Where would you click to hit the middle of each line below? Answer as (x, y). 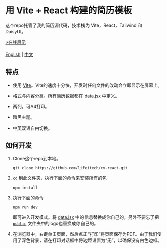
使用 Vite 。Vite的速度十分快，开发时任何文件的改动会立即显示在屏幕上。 (87, 85)
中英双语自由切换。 (32, 128)
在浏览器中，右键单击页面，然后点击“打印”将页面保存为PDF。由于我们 (85, 234)
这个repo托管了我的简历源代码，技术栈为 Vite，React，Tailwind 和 (74, 25)
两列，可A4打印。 (31, 106)
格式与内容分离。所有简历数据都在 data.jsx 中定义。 (66, 96)
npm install (25, 188)
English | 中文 (19, 54)
